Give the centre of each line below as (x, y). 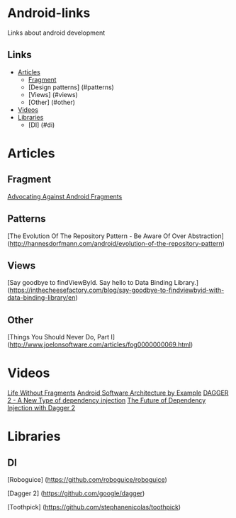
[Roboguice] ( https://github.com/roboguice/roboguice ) (88, 480)
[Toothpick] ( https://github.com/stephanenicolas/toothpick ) (94, 507)
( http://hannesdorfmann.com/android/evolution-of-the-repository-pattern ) (116, 243)
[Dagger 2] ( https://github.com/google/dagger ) (76, 493)
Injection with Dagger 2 (41, 408)
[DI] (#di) (41, 125)
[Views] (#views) (53, 94)
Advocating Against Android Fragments (65, 196)
